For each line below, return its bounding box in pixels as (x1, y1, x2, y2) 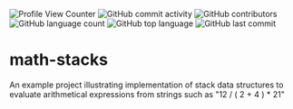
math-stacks (9, 50, 109, 70)
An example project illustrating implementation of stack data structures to (9, 79, 284, 90)
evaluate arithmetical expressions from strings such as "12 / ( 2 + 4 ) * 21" (9, 88, 286, 99)
